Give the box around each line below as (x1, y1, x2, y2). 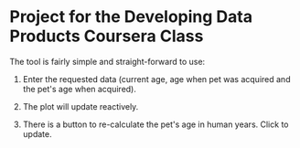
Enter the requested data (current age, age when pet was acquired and (22, 73, 291, 84)
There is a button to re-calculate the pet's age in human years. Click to (22, 119, 289, 130)
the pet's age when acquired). (22, 83, 137, 94)
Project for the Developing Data (9, 6, 253, 27)
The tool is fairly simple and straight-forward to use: (9, 56, 206, 67)
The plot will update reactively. (22, 100, 139, 111)
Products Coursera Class (9, 26, 204, 47)
